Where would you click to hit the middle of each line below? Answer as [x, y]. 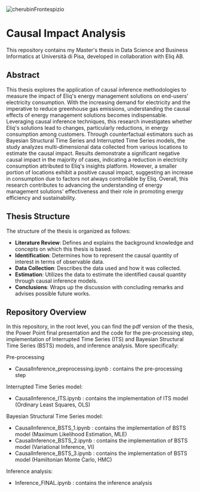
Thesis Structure [38, 216]
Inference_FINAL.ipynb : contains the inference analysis [83, 483]
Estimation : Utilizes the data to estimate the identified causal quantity [101, 274]
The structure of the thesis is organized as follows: [69, 231]
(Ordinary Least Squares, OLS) [53, 405]
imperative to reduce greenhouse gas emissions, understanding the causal [98, 108]
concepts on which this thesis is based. [63, 249]
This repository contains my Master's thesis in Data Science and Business [97, 50]
